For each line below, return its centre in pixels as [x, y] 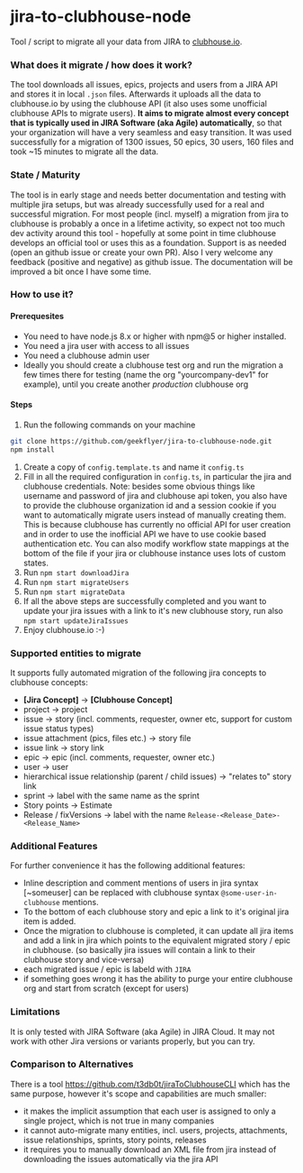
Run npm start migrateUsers [76, 582]
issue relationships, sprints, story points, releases [115, 1140]
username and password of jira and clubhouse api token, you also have [155, 495]
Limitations [36, 1012]
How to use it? [42, 295]
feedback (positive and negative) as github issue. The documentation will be [151, 261]
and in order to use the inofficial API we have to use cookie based [145, 534]
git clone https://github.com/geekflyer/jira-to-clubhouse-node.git [141, 441]
